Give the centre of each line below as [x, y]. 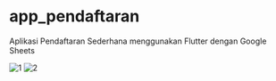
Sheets [22, 50]
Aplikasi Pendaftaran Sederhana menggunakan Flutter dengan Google [138, 41]
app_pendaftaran [75, 16]
